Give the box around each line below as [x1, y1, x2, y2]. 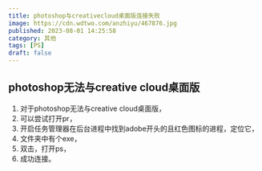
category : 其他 [8, 34, 57, 43]
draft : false [8, 49, 52, 57]
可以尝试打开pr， [19, 113, 77, 123]
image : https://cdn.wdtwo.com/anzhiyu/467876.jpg [8, 19, 178, 27]
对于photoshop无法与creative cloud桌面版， [19, 104, 167, 113]
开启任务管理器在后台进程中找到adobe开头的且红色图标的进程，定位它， [19, 124, 259, 133]
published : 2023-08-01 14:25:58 [8, 26, 116, 35]
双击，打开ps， [19, 144, 71, 153]
